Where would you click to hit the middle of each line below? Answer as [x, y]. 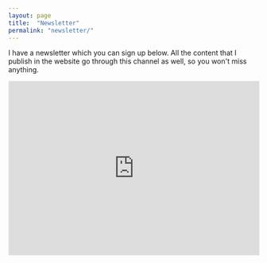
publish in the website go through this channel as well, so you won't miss [128, 61]
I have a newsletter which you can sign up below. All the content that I [122, 53]
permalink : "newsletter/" [51, 30]
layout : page [30, 15]
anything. [24, 70]
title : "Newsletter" [44, 23]
